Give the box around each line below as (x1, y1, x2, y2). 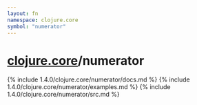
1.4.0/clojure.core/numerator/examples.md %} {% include (7, 83, 171, 91)
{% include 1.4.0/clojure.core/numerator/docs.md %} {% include (7, 75, 191, 84)
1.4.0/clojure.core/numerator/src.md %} (7, 90, 120, 99)
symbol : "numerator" (7, 23, 67, 30)
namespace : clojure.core (7, 17, 79, 23)
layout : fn (7, 10, 39, 17)
